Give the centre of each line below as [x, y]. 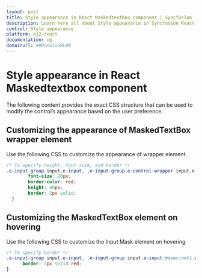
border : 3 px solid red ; [52, 264]
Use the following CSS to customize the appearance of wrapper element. [97, 154]
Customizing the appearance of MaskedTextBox [99, 130]
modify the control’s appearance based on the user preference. [85, 111]
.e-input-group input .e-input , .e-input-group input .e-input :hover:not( [99, 258]
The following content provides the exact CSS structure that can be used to [100, 105]
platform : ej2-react [32, 34]
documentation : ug [29, 40]
